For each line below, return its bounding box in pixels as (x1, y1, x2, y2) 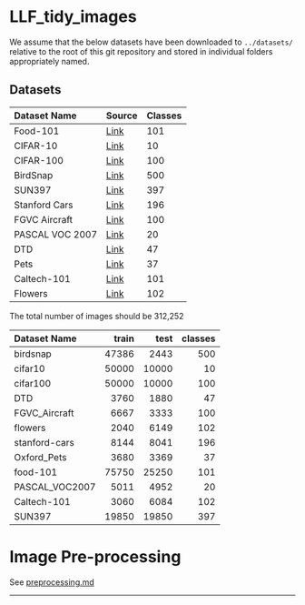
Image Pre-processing (9, 546, 182, 567)
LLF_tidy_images (9, 6, 138, 27)
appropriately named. (9, 55, 90, 66)
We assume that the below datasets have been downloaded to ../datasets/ (9, 36, 293, 47)
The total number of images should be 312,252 (9, 310, 184, 321)
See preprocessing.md (9, 576, 95, 588)
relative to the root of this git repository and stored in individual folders (9, 45, 273, 56)
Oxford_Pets (14, 450, 67, 463)
